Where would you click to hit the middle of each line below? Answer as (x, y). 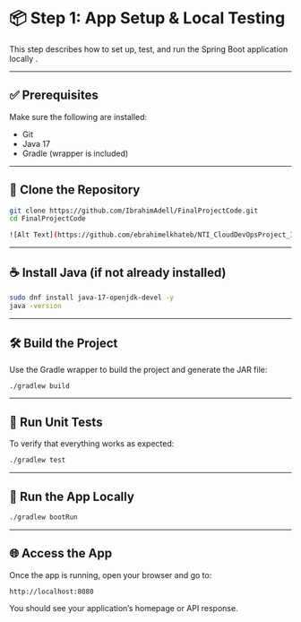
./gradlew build (39, 386)
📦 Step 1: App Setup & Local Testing (147, 18)
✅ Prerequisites (54, 95)
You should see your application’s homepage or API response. (124, 608)
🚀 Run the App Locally (72, 496)
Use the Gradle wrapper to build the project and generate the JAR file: (138, 369)
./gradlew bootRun (43, 517)
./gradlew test (38, 460)
